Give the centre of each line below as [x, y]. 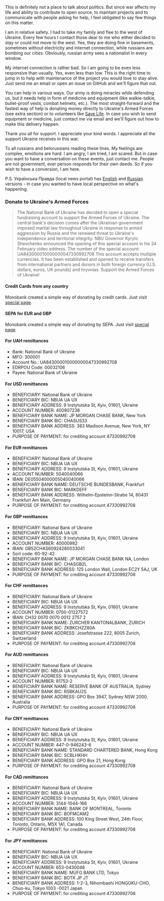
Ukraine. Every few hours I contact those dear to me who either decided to [80, 37]
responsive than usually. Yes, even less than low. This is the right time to [78, 73]
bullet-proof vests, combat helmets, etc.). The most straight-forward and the [82, 103]
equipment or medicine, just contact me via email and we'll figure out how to [82, 119]
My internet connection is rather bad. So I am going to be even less [73, 68]
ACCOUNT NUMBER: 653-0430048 [48, 867]
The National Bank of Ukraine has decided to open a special [78, 212]
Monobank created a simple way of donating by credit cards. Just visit [76, 297]
